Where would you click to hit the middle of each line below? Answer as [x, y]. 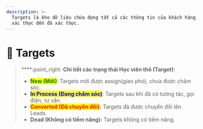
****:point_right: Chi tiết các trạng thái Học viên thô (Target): [98, 69]
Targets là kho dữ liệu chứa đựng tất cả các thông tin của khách [97, 17]
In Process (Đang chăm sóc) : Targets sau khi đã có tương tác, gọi [112, 94]
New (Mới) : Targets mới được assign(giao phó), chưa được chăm [111, 81]
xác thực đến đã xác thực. [46, 23]
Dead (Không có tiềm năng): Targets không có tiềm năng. [102, 120]
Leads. [38, 113]
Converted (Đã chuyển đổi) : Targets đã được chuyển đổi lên [106, 107]
